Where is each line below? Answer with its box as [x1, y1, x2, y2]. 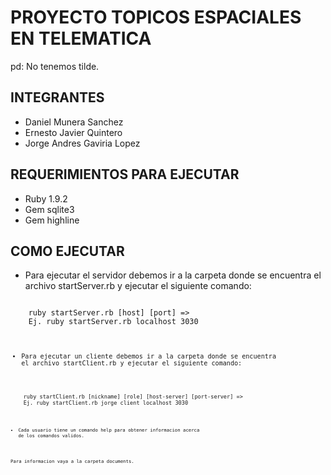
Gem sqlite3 [24, 203, 75, 215]
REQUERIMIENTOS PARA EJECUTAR [10, 166, 240, 183]
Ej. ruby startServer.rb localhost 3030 [28, 317, 199, 327]
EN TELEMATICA [10, 27, 152, 50]
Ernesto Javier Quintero [24, 126, 123, 138]
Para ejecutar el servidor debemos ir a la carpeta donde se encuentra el [24, 269, 322, 281]
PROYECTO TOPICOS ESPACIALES [10, 6, 302, 29]
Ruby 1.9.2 [24, 192, 68, 205]
